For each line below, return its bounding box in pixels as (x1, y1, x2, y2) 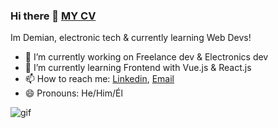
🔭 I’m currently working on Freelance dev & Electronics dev (24, 51, 269, 63)
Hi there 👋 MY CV (10, 9, 97, 23)
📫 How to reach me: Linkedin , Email (24, 73, 175, 85)
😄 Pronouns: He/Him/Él (24, 87, 123, 99)
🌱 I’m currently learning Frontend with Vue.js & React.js (24, 62, 252, 74)
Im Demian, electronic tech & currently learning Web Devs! (10, 32, 252, 44)
